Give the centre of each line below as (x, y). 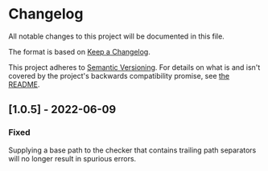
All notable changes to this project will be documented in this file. (117, 36)
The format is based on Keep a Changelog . (79, 51)
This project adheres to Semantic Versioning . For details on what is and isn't (134, 67)
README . (24, 84)
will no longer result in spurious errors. (72, 158)
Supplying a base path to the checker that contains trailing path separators (132, 150)
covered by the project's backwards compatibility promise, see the (119, 75)
